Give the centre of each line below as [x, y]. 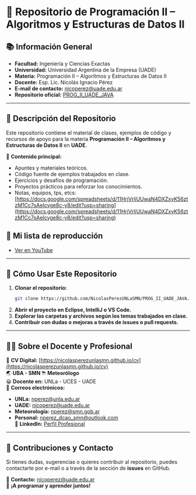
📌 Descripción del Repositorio [61, 118]
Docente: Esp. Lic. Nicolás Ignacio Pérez [64, 82]
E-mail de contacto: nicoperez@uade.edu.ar [68, 88]
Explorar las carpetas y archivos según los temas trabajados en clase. [101, 316]
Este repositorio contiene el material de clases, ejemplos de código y [89, 133]
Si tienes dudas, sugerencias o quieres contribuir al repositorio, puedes [92, 462]
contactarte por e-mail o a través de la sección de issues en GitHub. [88, 468]
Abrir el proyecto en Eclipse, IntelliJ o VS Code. [73, 310]
